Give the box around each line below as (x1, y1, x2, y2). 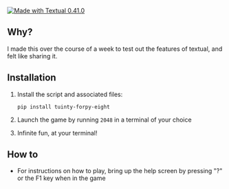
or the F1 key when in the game (17, 174, 106, 182)
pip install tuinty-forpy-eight (17, 103, 110, 110)
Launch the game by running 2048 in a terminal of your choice (17, 115, 192, 124)
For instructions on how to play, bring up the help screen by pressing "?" (17, 167, 223, 175)
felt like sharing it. (7, 52, 58, 60)
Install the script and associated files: (17, 90, 123, 98)
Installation (7, 72, 56, 84)
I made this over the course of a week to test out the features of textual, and (7, 45, 223, 53)
